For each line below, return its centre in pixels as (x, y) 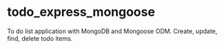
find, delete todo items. (40, 38)
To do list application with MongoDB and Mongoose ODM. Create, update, (112, 31)
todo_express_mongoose (81, 12)
